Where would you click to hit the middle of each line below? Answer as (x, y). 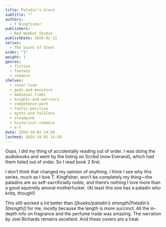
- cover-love (23, 85)
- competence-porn (29, 104)
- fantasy (20, 71)
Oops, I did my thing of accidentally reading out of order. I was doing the (80, 151)
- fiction (20, 66)
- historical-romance (32, 123)
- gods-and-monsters (31, 90)
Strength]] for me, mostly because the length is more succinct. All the (77, 208)
